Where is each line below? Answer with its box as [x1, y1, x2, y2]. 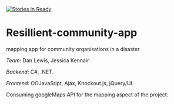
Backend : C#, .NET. [6, 68, 54, 75]
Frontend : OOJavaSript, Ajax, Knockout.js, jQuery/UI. [6, 79, 134, 86]
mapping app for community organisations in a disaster [6, 45, 140, 52]
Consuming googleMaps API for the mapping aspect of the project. [6, 91, 169, 98]
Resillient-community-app [6, 26, 138, 39]
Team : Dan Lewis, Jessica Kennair [6, 56, 89, 64]
